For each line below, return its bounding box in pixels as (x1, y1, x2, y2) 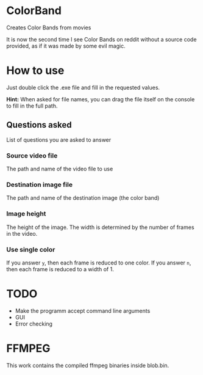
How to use (6, 64, 65, 78)
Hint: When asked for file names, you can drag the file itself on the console (6, 95, 195, 103)
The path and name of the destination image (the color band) (6, 194, 160, 202)
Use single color (6, 245, 55, 253)
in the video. (6, 230, 38, 237)
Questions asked (6, 120, 72, 130)
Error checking (15, 320, 53, 327)
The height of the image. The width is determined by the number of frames (6, 224, 194, 231)
